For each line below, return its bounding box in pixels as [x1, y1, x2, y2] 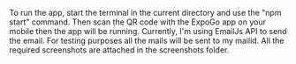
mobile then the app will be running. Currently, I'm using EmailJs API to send [9, 26, 287, 36]
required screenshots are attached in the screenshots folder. [9, 45, 230, 55]
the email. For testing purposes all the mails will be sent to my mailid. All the [9, 35, 285, 46]
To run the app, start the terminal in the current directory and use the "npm [9, 8, 282, 18]
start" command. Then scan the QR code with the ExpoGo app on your [9, 17, 267, 27]
